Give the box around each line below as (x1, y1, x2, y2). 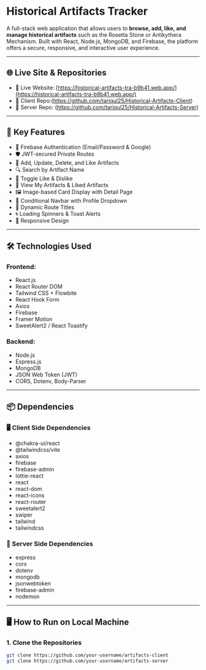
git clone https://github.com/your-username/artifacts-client (6, 652, 169, 658)
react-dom (15, 485, 42, 493)
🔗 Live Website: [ (15, 84, 58, 91)
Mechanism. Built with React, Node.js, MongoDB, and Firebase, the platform (6, 37, 198, 45)
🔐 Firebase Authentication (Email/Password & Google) (15, 143, 151, 151)
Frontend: (6, 262, 37, 271)
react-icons (15, 492, 45, 499)
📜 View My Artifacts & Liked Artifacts (15, 181, 109, 188)
